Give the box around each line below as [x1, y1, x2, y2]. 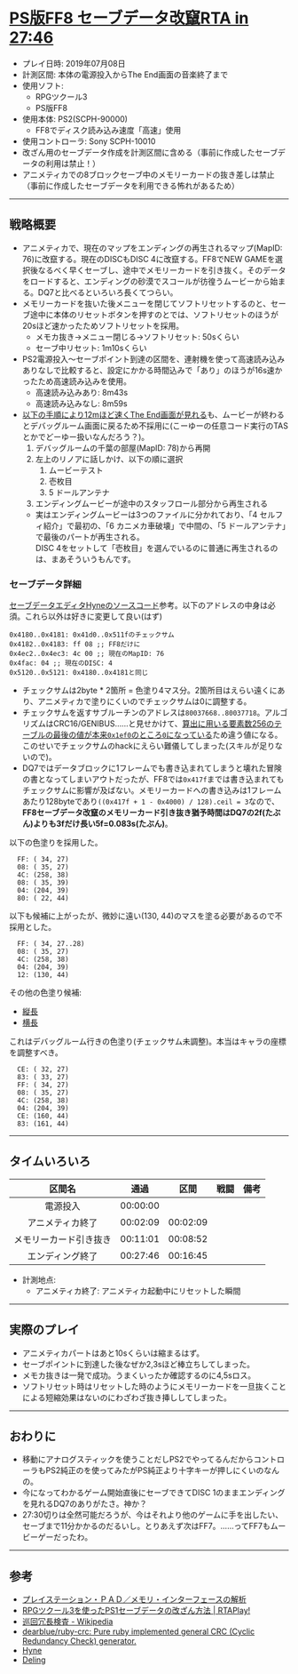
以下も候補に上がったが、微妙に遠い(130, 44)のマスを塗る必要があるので [9, 910, 275, 921]
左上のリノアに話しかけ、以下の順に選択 [35, 453, 184, 464]
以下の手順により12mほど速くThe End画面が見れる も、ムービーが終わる [21, 409, 286, 420]
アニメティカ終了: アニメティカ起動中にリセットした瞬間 [35, 1286, 241, 1296]
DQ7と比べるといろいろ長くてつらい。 [37, 286, 178, 298]
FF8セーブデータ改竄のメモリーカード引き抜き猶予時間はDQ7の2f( [21, 807, 266, 818]
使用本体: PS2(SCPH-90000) [21, 113, 129, 124]
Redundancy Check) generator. [21, 1636, 137, 1646]
